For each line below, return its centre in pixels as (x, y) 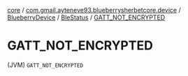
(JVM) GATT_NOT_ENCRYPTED (45, 65)
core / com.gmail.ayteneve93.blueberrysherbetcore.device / (94, 10)
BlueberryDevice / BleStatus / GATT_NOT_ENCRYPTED (86, 17)
